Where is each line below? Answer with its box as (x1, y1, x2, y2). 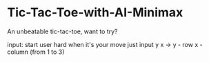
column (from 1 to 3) (7, 48, 65, 56)
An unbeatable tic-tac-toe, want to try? (7, 27, 119, 35)
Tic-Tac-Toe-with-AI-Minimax (7, 5, 183, 20)
